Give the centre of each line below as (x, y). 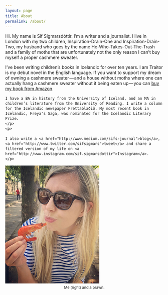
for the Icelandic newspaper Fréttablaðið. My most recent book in (77, 109)
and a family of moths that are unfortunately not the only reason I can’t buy (82, 52)
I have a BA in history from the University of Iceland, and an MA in (80, 99)
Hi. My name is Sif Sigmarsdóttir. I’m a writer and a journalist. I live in (76, 36)
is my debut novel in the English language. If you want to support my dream (83, 72)
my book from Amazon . (29, 89)
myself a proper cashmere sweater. (42, 57)
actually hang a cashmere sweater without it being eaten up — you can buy (82, 84)
